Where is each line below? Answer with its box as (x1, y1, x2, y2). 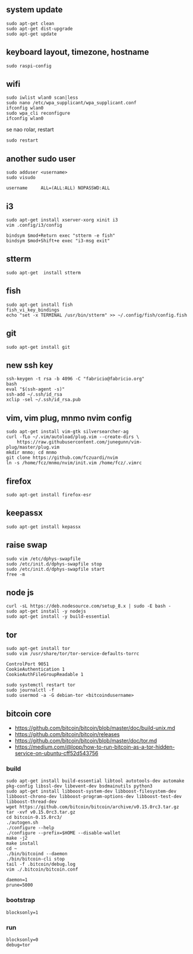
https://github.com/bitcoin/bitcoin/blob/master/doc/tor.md (14, 737, 157, 744)
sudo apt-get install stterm (6, 270, 81, 276)
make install (6, 840, 39, 847)
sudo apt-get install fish (6, 302, 73, 308)
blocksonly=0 (6, 937, 39, 943)
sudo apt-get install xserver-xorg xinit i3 (6, 217, 118, 223)
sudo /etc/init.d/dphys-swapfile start (6, 566, 105, 572)
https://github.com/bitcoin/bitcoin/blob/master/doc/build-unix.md (14, 724, 175, 731)
